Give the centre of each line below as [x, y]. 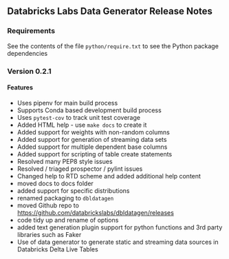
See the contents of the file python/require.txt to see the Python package [113, 46]
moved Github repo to [48, 205]
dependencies [28, 53]
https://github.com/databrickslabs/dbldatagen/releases [95, 212]
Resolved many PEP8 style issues [65, 161]
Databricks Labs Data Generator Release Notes [110, 11]
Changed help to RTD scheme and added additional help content [109, 176]
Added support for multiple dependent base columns [92, 147]
